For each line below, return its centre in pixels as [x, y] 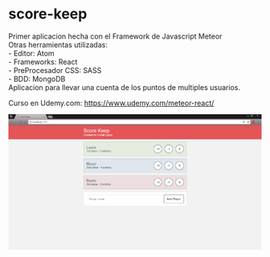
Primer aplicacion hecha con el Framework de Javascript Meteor [115, 36]
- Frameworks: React [43, 62]
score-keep [48, 14]
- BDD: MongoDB [37, 79]
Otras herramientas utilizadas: [58, 44]
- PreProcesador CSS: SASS [55, 70]
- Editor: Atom [31, 53]
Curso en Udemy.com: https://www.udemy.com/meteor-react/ [111, 103]
